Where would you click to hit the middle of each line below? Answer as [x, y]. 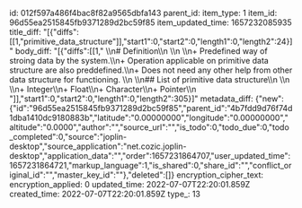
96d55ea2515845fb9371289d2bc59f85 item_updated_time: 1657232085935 [151, 22]
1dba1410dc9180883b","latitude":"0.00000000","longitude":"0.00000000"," [149, 117]
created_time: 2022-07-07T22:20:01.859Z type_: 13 [105, 194]
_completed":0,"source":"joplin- [68, 137]
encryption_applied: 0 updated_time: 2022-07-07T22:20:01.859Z [130, 184]
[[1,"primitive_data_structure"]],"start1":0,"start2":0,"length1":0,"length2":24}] [151, 41]
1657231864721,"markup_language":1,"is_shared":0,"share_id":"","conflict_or [151, 165]
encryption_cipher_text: [220, 175]
